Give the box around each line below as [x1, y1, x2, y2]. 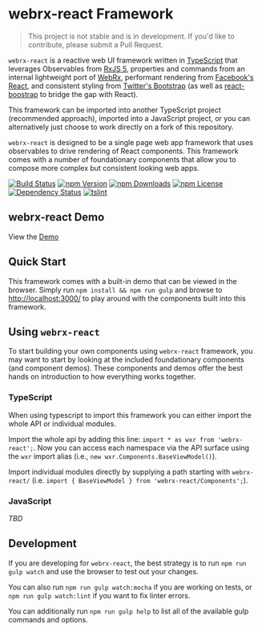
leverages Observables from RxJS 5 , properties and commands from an [8, 63, 246, 73]
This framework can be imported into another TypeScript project [8, 105, 222, 115]
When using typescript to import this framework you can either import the [8, 410, 252, 419]
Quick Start [8, 255, 67, 269]
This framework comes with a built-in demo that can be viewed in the [8, 276, 238, 286]
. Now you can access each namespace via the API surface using [33, 443, 250, 452]
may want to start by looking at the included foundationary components [8, 354, 244, 365]
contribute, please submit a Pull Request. [27, 39, 164, 49]
